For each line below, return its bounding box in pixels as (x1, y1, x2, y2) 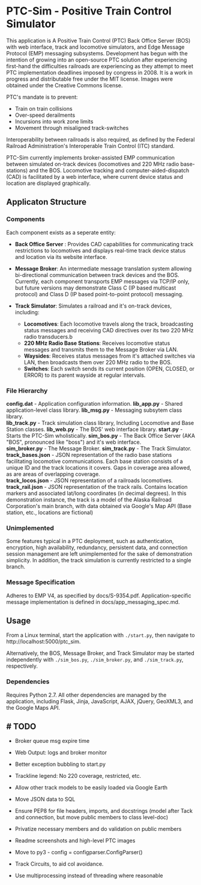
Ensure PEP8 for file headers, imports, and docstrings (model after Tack (14, 807, 193, 815)
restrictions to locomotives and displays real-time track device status (14, 247, 186, 254)
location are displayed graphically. (6, 179, 91, 187)
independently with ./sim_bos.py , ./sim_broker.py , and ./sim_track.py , (6, 656, 184, 663)
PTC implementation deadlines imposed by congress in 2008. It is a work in (6, 69, 193, 76)
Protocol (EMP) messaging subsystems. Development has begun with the (6, 49, 188, 57)
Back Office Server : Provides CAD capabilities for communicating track (14, 240, 194, 247)
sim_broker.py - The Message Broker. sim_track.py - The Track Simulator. (6, 444, 192, 452)
